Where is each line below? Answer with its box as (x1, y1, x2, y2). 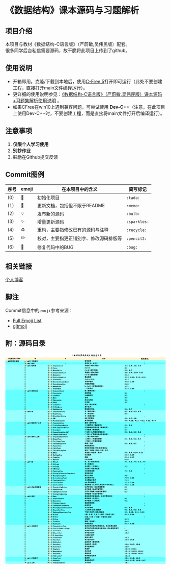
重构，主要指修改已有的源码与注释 (37, 227, 109, 233)
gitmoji (12, 323, 27, 329)
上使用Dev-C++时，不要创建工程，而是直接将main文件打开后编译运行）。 (12, 110, 165, 116)
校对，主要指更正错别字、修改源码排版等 (37, 235, 122, 241)
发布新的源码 (37, 210, 65, 217)
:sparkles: (126, 219, 149, 225)
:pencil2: (126, 236, 147, 241)
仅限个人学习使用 (12, 141, 49, 147)
